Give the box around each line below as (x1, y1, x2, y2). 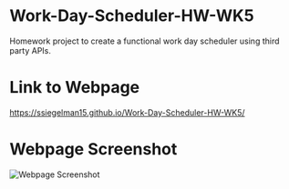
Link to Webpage (9, 77, 140, 98)
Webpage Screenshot (9, 139, 178, 160)
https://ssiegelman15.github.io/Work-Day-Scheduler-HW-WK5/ (9, 106, 245, 118)
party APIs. (9, 45, 52, 55)
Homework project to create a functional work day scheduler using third (9, 35, 280, 46)
